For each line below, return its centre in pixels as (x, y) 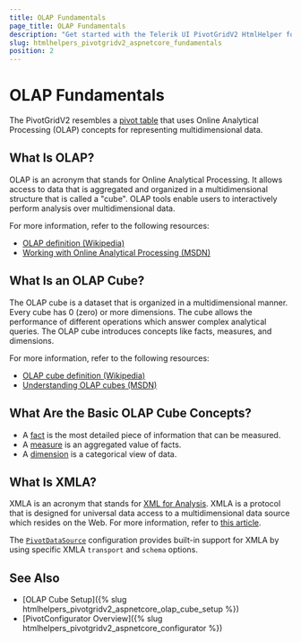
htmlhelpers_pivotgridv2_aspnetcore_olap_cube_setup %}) (131, 609)
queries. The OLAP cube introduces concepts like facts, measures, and (141, 331)
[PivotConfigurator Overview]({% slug (92, 619)
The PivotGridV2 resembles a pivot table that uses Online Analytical (134, 120)
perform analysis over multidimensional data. (92, 208)
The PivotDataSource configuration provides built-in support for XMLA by (144, 541)
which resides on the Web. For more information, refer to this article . (135, 523)
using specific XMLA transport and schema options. (104, 550)
